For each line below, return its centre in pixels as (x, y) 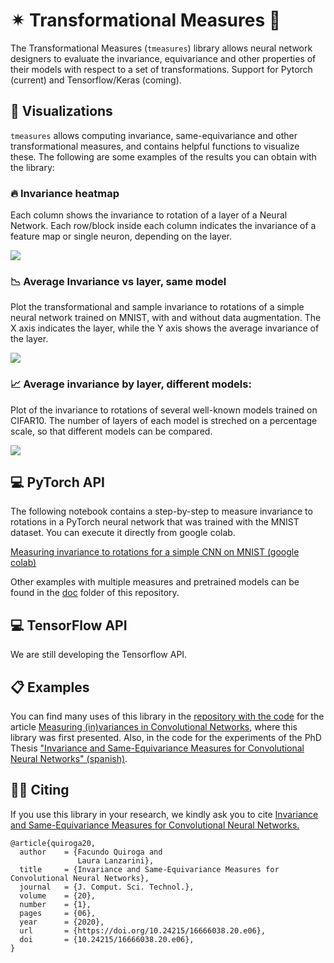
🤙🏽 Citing (40, 790)
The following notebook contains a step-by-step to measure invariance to (161, 511)
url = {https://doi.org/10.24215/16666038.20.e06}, (143, 930)
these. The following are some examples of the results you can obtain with (163, 156)
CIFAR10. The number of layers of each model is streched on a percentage (164, 420)
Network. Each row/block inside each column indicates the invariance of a (163, 226)
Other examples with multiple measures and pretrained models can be (155, 582)
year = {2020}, (62, 922)
